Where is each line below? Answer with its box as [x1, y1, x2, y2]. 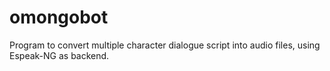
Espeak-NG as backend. [9, 49, 110, 61]
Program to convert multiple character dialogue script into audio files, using [9, 39, 321, 51]
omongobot [9, 6, 109, 29]
